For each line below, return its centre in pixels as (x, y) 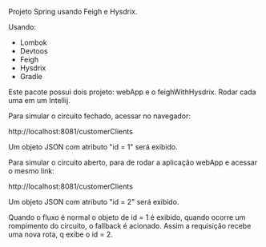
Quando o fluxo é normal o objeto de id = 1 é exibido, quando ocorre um (127, 217)
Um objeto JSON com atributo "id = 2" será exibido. (94, 202)
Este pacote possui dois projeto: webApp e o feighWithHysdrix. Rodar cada (132, 92)
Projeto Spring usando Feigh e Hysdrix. (73, 12)
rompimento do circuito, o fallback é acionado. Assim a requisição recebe (130, 226)
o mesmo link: (31, 171)
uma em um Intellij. (39, 100)
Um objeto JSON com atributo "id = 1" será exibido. (93, 147)
